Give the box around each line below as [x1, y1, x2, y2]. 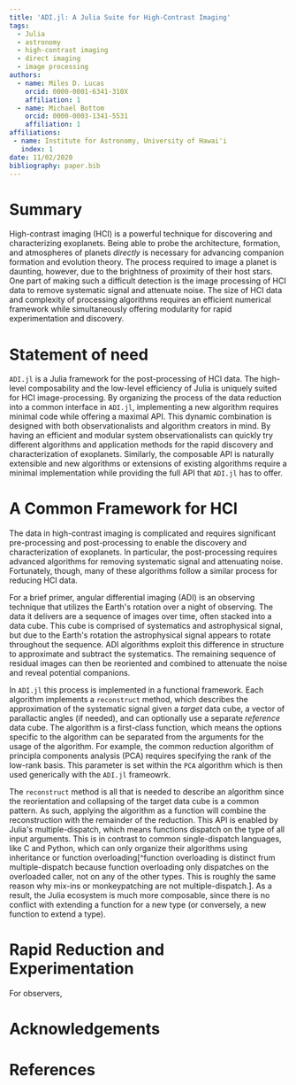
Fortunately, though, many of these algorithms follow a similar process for [9, 566, 278, 577]
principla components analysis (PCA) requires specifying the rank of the [9, 750, 272, 762]
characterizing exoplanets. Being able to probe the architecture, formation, [9, 238, 281, 249]
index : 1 [20, 144, 53, 153]
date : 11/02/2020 [9, 152, 73, 162]
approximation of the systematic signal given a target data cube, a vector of [9, 703, 285, 714]
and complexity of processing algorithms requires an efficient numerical [9, 294, 271, 306]
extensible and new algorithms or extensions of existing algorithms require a [9, 458, 287, 469]
